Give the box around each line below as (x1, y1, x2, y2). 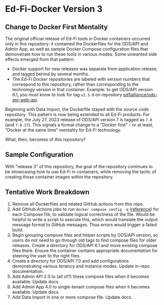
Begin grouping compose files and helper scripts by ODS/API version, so (12, 232, 158, 238)
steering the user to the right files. (12, 252, 81, 259)
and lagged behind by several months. (12, 71, 89, 76)
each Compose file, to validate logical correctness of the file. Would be (12, 211, 155, 217)
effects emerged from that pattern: (5, 57, 75, 62)
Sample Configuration (5, 151, 74, 159)
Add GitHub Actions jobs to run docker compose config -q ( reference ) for (12, 206, 159, 212)
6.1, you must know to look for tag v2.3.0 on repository (12, 92, 123, 97)
